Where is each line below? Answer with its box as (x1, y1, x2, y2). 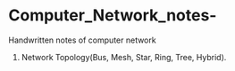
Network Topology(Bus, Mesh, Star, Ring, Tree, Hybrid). (21, 51, 227, 62)
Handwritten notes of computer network (8, 35, 157, 45)
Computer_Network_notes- (8, 5, 217, 26)
